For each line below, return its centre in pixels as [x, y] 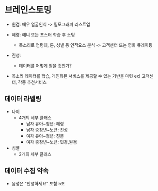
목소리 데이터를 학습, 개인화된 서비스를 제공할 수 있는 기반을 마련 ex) [76, 76]
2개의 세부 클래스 [35, 154]
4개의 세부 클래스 [35, 118]
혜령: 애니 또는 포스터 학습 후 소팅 [43, 35]
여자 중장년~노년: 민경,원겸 [51, 142]
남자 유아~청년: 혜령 [45, 123]
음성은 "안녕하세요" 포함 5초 [38, 183]
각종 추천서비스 [32, 82]
